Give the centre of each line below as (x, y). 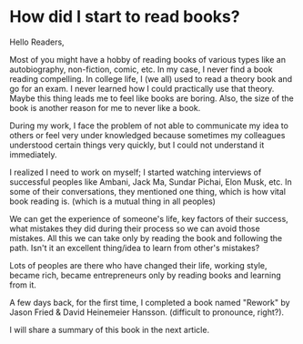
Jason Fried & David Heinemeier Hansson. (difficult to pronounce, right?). (147, 312)
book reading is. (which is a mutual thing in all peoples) (113, 201)
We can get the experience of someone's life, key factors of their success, (149, 218)
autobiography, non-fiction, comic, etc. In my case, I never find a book (141, 69)
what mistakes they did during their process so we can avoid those (135, 228)
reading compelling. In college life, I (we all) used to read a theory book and (151, 78)
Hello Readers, (37, 42)
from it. (23, 285)
